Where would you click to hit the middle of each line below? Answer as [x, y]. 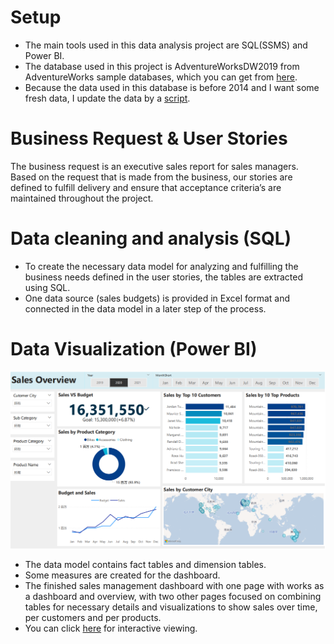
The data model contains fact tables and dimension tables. [145, 564]
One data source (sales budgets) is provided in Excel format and [157, 298]
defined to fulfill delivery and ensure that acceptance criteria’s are [146, 187]
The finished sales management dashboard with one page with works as [174, 585]
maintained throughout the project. [82, 198]
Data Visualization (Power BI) [134, 349]
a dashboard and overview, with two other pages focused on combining [173, 596]
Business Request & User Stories [149, 138]
